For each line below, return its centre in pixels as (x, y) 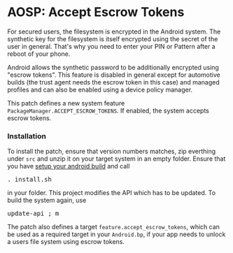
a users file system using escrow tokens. (66, 242)
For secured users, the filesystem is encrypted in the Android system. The (114, 31)
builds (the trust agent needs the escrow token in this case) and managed (114, 82)
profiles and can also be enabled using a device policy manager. (100, 89)
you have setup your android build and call (69, 166)
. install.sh (30, 180)
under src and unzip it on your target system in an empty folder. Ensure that (116, 159)
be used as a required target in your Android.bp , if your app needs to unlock (116, 234)
